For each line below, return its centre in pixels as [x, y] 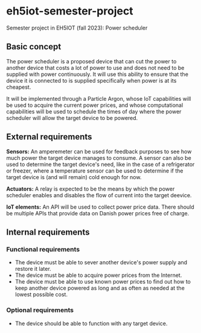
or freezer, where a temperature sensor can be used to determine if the [95, 171]
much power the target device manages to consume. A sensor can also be [99, 157]
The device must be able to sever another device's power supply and [101, 262]
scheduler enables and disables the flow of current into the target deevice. [99, 195]
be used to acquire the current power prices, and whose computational [95, 105]
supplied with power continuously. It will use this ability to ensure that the [97, 74]
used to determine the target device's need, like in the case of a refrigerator [101, 164]
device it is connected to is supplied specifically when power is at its [91, 80]
